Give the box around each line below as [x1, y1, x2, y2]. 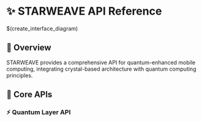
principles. [6, 71, 33, 79]
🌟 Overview [6, 43, 51, 53]
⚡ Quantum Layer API [6, 108, 71, 117]
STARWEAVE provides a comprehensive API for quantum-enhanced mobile [6, 59, 196, 66]
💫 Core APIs [6, 90, 53, 100]
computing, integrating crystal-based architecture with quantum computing [6, 65, 196, 73]
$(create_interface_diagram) [6, 24, 78, 32]
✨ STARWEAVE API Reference [6, 4, 162, 18]
